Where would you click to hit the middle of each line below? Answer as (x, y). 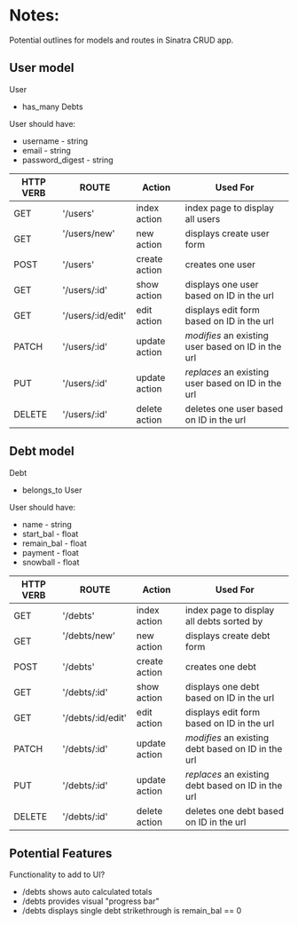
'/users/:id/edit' (94, 315)
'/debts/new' (89, 636)
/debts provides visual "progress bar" (90, 901)
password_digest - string (67, 160)
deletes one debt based (234, 810)
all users (203, 218)
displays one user (222, 284)
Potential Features (61, 853)
